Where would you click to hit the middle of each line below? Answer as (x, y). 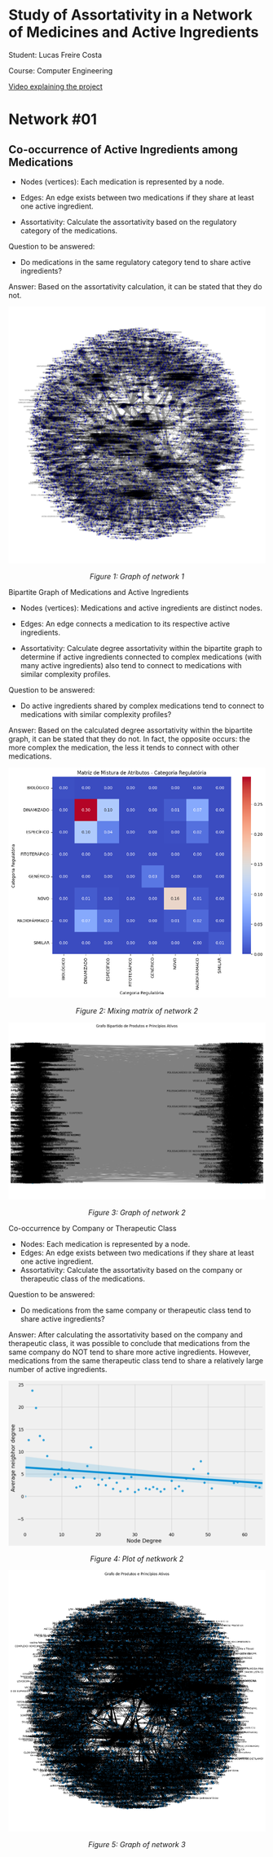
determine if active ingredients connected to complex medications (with (141, 657)
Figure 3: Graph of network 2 (137, 1212)
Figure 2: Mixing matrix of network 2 (137, 1011)
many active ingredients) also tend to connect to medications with (131, 665)
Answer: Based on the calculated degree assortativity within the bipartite (131, 730)
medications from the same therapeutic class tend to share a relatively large (136, 1360)
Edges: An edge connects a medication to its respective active (125, 623)
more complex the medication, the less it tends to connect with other (124, 747)
